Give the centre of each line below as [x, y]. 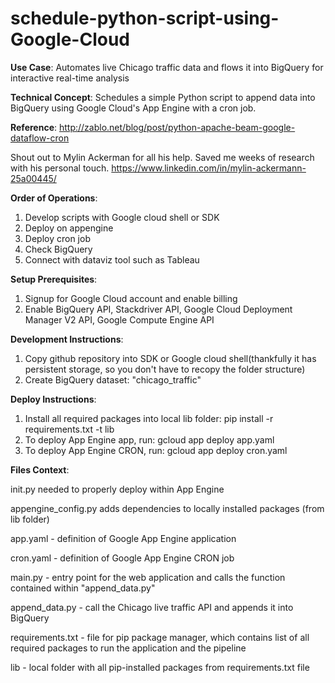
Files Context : [40, 469]
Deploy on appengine [69, 228]
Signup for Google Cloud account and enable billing [131, 298]
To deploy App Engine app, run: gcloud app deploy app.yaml [149, 439]
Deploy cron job [57, 238]
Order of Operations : [54, 198]
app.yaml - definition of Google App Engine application [123, 538]
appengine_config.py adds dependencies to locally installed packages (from [167, 508]
